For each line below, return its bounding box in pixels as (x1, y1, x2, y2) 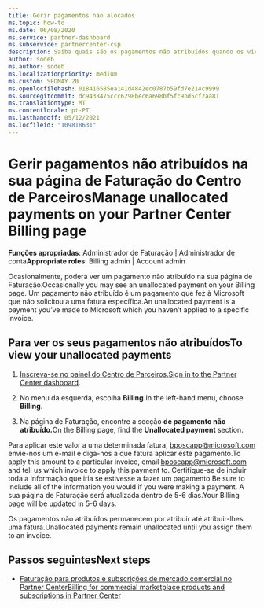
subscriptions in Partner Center (19, 591, 122, 600)
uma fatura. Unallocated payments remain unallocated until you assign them (8, 522, 253, 532)
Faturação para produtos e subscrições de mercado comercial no (19, 574, 233, 584)
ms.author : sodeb (8, 63, 65, 71)
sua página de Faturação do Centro (8, 171, 242, 190)
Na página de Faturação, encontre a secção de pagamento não (19, 416, 226, 426)
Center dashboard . (19, 378, 81, 387)
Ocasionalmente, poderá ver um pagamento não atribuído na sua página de (8, 271, 253, 281)
